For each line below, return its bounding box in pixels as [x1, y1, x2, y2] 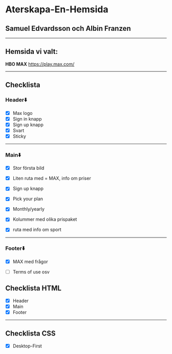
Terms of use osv [12, 268, 50, 275]
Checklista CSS [5, 329, 56, 338]
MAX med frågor [12, 258, 49, 265]
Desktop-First [12, 343, 42, 349]
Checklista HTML [5, 284, 61, 293]
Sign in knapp [12, 115, 42, 122]
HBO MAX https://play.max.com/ [5, 61, 75, 67]
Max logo [12, 110, 33, 116]
